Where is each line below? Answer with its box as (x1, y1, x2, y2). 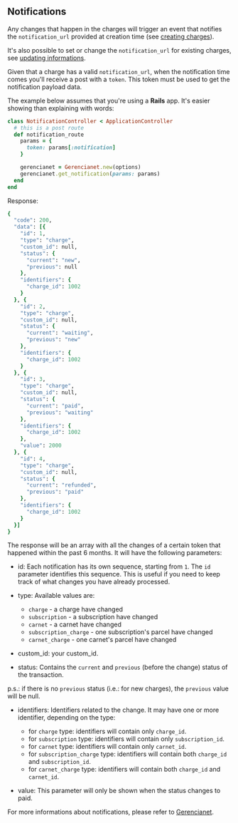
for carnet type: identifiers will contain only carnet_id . (28, 742, 187, 751)
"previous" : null (26, 263, 78, 270)
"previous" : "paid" (26, 488, 84, 496)
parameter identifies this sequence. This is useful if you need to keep (17, 570, 220, 579)
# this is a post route (13, 124, 84, 131)
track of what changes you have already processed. (17, 577, 171, 586)
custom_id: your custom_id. (17, 649, 99, 658)
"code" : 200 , (13, 217, 53, 224)
